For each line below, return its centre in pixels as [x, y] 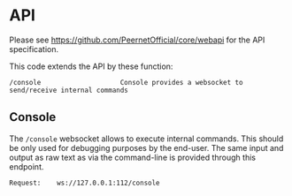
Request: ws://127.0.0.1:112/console [85, 183]
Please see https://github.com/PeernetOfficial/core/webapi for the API [137, 40]
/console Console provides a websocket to [126, 82]
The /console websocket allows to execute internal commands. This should [146, 139]
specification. [34, 49]
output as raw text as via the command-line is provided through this [133, 157]
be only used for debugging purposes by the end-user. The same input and [146, 147]
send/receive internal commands [69, 90]
